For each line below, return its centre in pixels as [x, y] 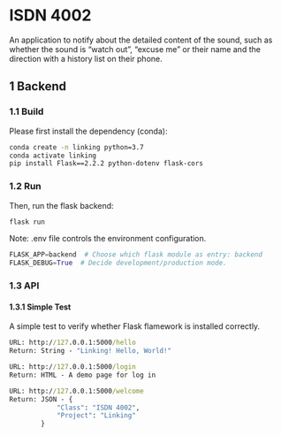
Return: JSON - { [41, 399]
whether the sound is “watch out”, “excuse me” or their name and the [135, 49]
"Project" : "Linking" [96, 416]
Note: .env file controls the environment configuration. [108, 239]
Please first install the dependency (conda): [88, 131]
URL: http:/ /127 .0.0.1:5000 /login [73, 367]
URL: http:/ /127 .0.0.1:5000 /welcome [76, 391]
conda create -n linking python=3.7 [76, 147]
